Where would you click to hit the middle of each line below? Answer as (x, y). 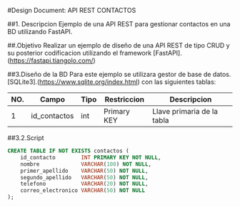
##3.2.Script (26, 138)
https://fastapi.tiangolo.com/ (51, 60)
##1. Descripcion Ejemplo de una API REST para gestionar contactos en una (119, 24)
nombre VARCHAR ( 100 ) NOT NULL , (86, 164)
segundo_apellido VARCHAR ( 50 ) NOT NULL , (84, 177)
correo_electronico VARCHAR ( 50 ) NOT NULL (82, 191)
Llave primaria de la (185, 111)
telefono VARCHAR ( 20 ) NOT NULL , (84, 184)
